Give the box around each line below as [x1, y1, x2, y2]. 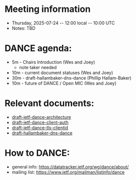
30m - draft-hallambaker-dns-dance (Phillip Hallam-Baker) [11, 75, 132, 81]
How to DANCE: [4, 148, 70, 159]
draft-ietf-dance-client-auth [11, 119, 69, 125]
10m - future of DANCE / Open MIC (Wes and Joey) [11, 80, 117, 86]
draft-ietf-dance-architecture [11, 114, 71, 120]
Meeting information [4, 3, 91, 15]
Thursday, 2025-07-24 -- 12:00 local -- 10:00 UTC [11, 20, 115, 26]
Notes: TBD [11, 25, 36, 31]
